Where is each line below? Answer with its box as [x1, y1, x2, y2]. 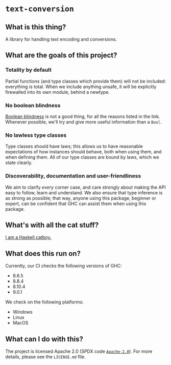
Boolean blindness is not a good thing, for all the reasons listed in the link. [5, 113, 160, 119]
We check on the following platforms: [5, 299, 84, 305]
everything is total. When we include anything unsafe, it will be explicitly [5, 84, 157, 90]
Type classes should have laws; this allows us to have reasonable [5, 143, 143, 150]
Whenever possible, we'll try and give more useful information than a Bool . [5, 118, 162, 125]
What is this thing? [5, 23, 66, 31]
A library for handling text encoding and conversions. [5, 36, 117, 42]
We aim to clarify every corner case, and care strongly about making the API [5, 184, 166, 190]
